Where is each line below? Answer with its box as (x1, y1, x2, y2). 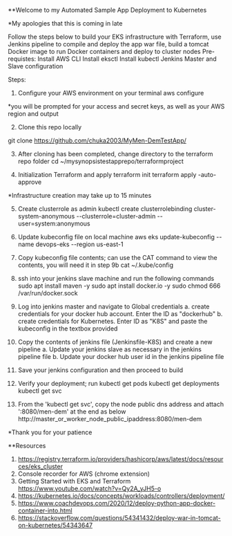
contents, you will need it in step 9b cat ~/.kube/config (17, 261, 174, 269)
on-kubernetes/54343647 (17, 521, 93, 529)
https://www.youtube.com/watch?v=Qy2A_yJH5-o (17, 484, 162, 492)
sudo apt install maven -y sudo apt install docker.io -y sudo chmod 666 (17, 281, 221, 290)
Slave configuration (8, 62, 64, 70)
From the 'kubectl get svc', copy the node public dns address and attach (17, 400, 224, 408)
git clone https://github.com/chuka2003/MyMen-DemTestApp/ (8, 136, 187, 145)
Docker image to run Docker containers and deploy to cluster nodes (8, 48, 201, 55)
